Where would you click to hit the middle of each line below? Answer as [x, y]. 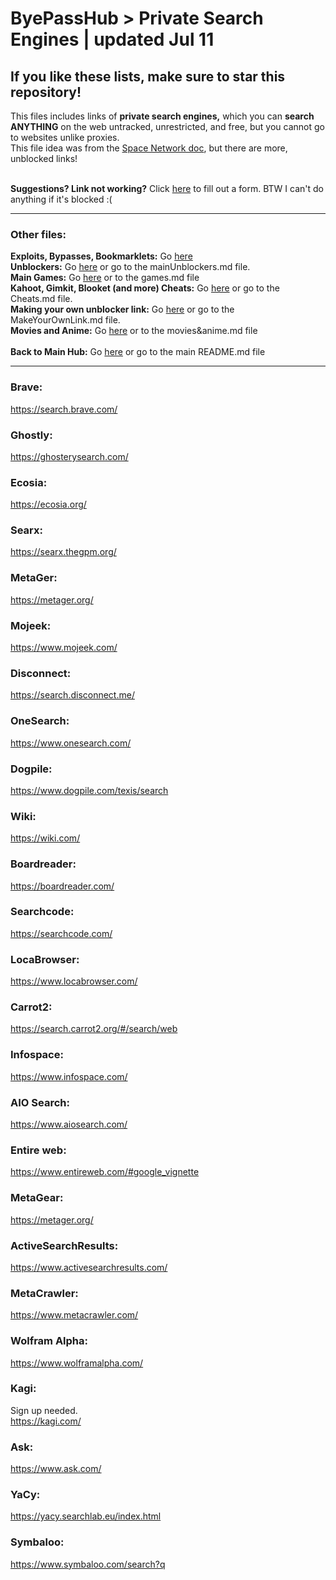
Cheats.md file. [41, 299]
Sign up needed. [44, 1410]
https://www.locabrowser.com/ [74, 981]
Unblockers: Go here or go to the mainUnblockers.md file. [130, 267]
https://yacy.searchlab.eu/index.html [86, 1516]
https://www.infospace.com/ [69, 1076]
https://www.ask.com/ [56, 1469]
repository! [46, 92]
